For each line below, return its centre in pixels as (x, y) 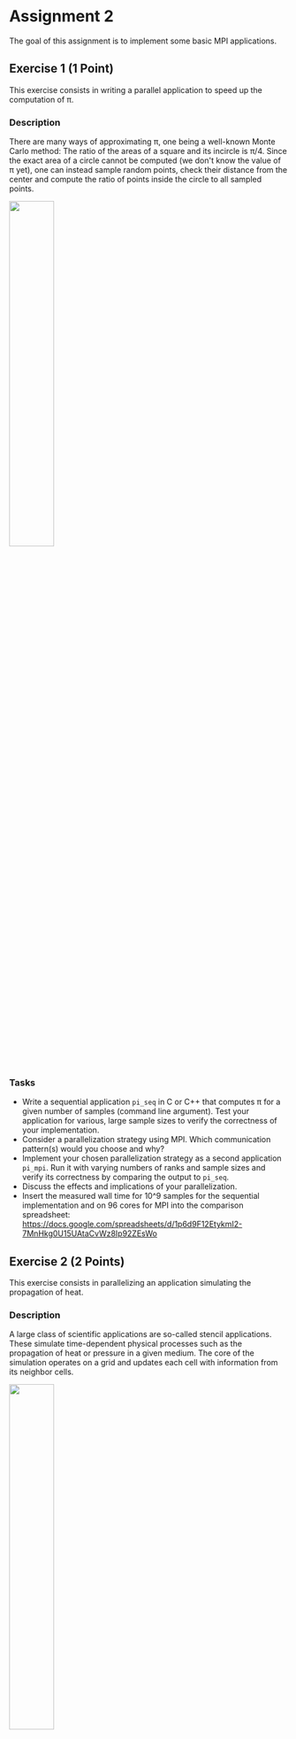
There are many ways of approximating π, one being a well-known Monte (142, 142)
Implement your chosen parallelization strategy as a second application (152, 1158)
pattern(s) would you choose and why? (93, 1149)
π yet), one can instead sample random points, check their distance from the (148, 170)
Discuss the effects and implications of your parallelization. (129, 1186)
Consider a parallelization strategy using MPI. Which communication (146, 1140)
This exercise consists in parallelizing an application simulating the (130, 1283)
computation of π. (42, 99)
